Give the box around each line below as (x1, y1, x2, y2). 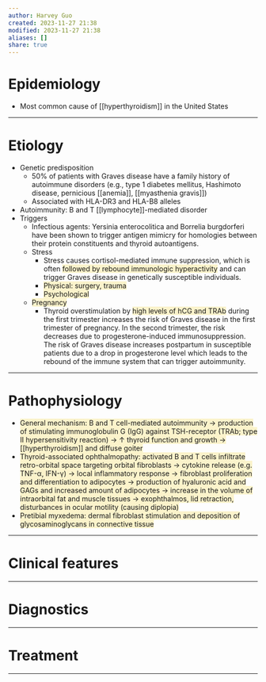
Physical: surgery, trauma (43, 281, 127, 290)
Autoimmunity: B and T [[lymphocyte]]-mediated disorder (19, 205, 207, 214)
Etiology (8, 136, 64, 155)
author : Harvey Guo (8, 11, 73, 20)
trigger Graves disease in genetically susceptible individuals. (43, 273, 241, 282)
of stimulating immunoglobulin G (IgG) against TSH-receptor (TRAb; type (19, 426, 258, 436)
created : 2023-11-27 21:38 (8, 19, 97, 27)
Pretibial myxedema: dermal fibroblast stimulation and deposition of (19, 511, 241, 520)
